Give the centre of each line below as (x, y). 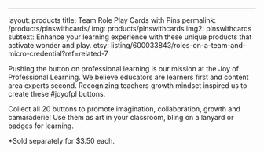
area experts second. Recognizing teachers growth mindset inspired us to (128, 86)
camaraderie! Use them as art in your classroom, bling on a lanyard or (121, 117)
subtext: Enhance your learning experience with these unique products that (130, 37)
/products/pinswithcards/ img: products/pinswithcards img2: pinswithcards (130, 29)
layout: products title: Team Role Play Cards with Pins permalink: (112, 20)
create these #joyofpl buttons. (57, 94)
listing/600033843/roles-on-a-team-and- (178, 45)
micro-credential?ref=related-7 (58, 53)
